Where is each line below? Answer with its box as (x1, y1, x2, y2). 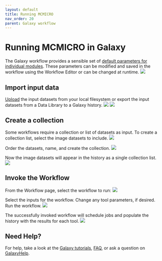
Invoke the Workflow (5, 174, 70, 182)
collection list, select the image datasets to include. (5, 135, 109, 141)
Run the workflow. (5, 203, 42, 209)
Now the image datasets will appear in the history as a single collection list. (5, 155, 157, 161)
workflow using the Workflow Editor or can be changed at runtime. (5, 69, 139, 75)
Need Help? (5, 232, 42, 240)
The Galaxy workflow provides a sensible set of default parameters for (5, 58, 148, 64)
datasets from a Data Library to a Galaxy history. (5, 102, 103, 108)
